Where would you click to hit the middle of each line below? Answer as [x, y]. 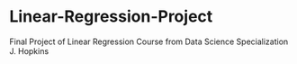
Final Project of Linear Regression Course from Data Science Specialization [149, 41]
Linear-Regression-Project [111, 17]
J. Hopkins [29, 50]
